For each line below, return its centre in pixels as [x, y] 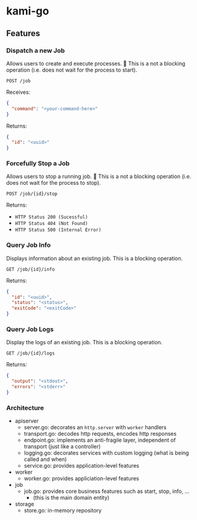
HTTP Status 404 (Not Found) [51, 224]
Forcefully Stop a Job [38, 164]
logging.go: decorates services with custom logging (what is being [106, 453]
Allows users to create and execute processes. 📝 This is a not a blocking [96, 63]
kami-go [28, 11]
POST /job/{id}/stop [32, 194]
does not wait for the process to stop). [53, 183]
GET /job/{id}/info [31, 269]
